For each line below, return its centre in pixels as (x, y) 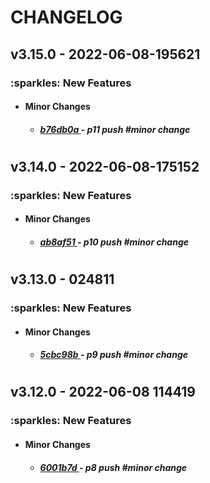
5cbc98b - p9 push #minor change (114, 355)
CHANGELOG (66, 17)
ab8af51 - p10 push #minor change (114, 242)
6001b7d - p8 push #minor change (113, 467)
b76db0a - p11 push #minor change (115, 129)
